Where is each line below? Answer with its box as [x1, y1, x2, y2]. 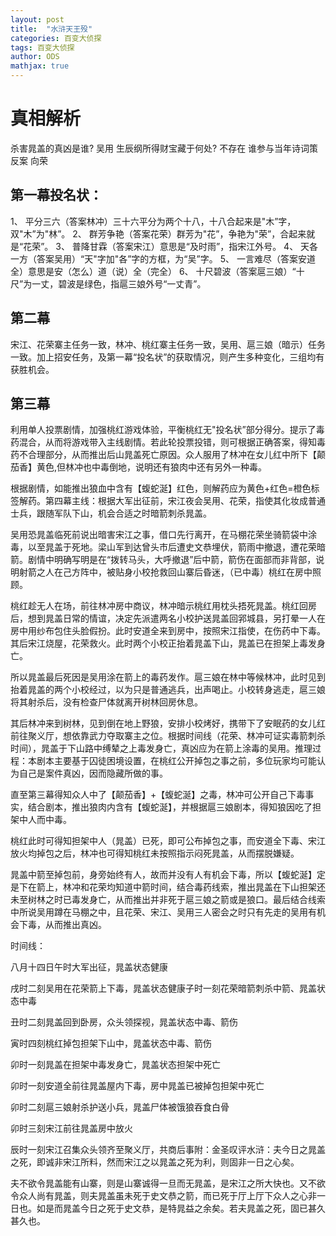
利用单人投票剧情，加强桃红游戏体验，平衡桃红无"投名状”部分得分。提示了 [10, 424, 317, 436]
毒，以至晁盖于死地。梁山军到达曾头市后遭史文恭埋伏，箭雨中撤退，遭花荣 [10, 541, 317, 553]
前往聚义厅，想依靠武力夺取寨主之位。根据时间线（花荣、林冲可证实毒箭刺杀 [10, 730, 326, 742]
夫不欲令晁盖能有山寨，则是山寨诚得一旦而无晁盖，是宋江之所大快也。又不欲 [10, 1177, 326, 1190]
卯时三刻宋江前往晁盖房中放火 [10, 1122, 133, 1135]
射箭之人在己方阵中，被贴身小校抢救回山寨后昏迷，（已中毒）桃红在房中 [18, 566, 313, 578]
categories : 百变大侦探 [10, 33, 102, 43]
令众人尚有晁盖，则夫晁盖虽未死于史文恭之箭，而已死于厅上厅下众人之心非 [10, 1190, 317, 1202]
